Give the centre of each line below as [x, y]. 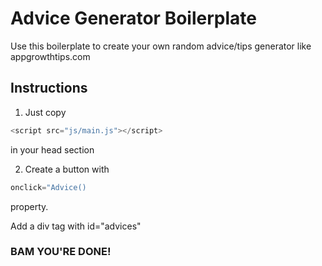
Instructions [49, 88]
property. [29, 206]
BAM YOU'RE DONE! [61, 252]
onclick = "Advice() [48, 187]
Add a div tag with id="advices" [76, 226]
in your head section [52, 149]
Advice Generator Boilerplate [133, 18]
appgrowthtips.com [50, 56]
